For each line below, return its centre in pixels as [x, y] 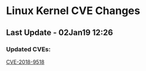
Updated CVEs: [29, 49]
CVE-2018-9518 [25, 62]
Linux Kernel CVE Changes [73, 11]
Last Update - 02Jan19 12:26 [60, 33]
